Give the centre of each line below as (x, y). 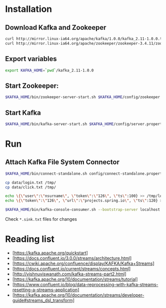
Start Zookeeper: (32, 86)
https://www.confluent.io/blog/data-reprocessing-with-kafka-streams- (86, 284)
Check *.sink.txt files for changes (41, 219)
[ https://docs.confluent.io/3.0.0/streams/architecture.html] (72, 258)
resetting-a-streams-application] (46, 290)
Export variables (31, 59)
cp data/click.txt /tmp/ (31, 187)
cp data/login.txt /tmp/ (31, 183)
